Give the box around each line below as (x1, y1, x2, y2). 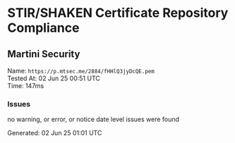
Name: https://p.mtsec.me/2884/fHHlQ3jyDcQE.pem (7, 67, 155, 75)
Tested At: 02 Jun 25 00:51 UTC (7, 74, 101, 82)
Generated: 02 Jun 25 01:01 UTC (7, 129, 102, 137)
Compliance (7, 20, 80, 36)
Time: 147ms (7, 82, 44, 89)
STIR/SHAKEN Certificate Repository (7, 5, 229, 21)
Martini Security (7, 48, 80, 60)
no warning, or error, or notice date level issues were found (7, 115, 180, 124)
